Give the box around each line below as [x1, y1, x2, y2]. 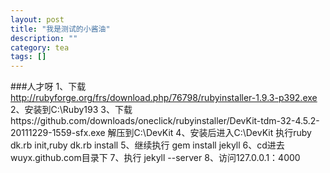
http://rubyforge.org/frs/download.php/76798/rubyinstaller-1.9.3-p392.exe [10, 92, 318, 104]
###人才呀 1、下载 [10, 81, 87, 93]
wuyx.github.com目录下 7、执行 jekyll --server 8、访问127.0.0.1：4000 [10, 152, 301, 164]
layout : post [10, 14, 65, 25]
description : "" [10, 33, 78, 43]
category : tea [10, 42, 70, 53]
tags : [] [10, 52, 47, 62]
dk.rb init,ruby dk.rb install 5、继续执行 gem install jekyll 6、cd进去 [10, 139, 285, 151]
